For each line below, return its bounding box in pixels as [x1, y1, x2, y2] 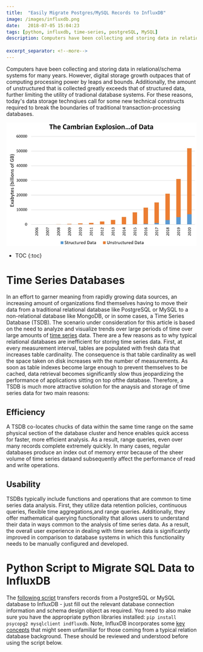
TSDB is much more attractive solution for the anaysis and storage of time [6, 383, 190, 390]
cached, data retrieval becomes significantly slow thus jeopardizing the [6, 370, 184, 378]
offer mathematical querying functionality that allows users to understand [6, 514, 189, 521]
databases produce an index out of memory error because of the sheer [6, 449, 184, 456]
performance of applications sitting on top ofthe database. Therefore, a [6, 376, 184, 384]
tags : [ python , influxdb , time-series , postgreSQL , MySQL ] [6, 29, 158, 35]
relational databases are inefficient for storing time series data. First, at [6, 338, 182, 346]
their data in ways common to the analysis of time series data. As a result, [6, 520, 190, 528]
